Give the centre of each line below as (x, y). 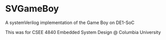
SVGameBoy (32, 9)
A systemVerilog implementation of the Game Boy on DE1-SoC (70, 22)
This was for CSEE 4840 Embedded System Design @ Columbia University (83, 32)
